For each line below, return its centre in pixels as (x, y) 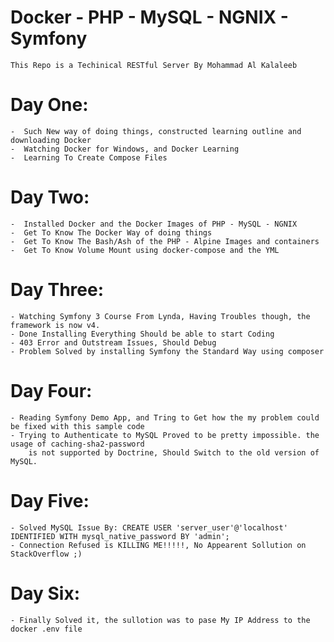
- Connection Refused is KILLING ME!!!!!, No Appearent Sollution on (158, 545)
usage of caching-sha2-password (77, 444)
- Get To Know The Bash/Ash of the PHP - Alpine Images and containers (165, 241)
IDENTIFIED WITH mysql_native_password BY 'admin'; (120, 536)
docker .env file (46, 629)
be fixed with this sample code (77, 426)
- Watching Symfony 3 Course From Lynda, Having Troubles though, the (160, 316)
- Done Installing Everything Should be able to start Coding (142, 334)
